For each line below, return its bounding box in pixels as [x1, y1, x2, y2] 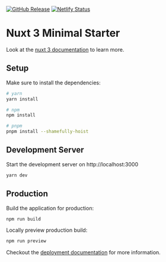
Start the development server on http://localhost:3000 [6, 160, 138, 168]
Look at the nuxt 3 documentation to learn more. [6, 46, 124, 53]
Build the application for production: [6, 204, 94, 212]
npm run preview [6, 238, 46, 244]
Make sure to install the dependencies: [6, 79, 101, 86]
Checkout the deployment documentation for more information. [6, 249, 161, 256]
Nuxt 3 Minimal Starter [6, 27, 120, 40]
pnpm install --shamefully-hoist [6, 128, 89, 135]
